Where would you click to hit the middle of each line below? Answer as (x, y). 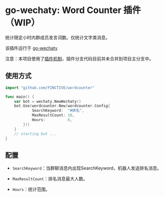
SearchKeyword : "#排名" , (58, 111)
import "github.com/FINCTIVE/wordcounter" (50, 88)
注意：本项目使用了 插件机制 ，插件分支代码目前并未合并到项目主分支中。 (79, 58)
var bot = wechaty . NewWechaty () (48, 101)
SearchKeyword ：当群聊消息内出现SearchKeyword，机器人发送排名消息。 (87, 168)
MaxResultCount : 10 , (53, 115)
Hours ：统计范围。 (31, 190)
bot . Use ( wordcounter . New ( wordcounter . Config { (62, 106)
